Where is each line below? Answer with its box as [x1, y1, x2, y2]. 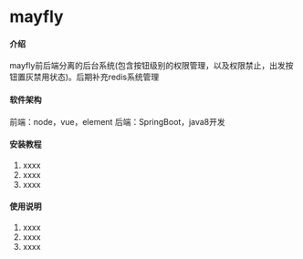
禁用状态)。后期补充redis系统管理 [33, 71, 160, 83]
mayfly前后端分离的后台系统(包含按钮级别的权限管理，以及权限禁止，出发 [9, 60, 286, 71]
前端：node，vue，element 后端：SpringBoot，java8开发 [9, 116, 225, 127]
